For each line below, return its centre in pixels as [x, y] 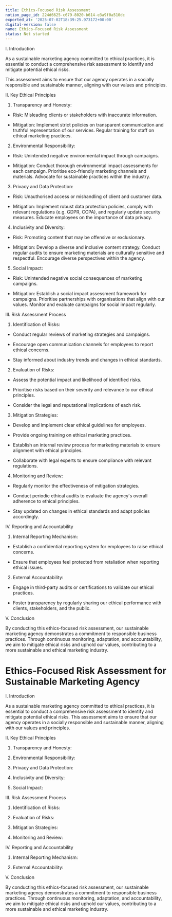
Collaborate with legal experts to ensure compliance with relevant [82, 460]
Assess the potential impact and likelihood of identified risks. [77, 380]
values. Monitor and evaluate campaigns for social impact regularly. [84, 304]
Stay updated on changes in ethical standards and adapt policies [81, 511]
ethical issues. [28, 567]
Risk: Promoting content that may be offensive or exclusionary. [79, 237]
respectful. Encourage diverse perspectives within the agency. [79, 258]
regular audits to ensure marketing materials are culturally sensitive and [88, 253]
